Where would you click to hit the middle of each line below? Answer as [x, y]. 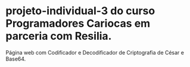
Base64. [16, 59]
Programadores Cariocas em [78, 23]
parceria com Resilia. [59, 36]
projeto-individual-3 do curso [80, 11]
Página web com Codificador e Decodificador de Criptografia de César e [95, 52]
